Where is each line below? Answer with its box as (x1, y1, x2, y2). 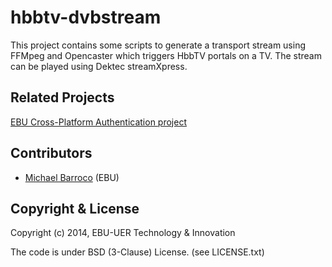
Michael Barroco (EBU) (24, 171, 120, 183)
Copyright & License (10, 200, 140, 217)
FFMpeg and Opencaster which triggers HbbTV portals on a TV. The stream (10, 49, 322, 61)
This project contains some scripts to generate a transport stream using (10, 39, 307, 51)
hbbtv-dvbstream (10, 6, 162, 29)
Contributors (10, 145, 93, 162)
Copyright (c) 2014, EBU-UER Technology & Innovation (10, 227, 236, 239)
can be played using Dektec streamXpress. (10, 60, 188, 72)
